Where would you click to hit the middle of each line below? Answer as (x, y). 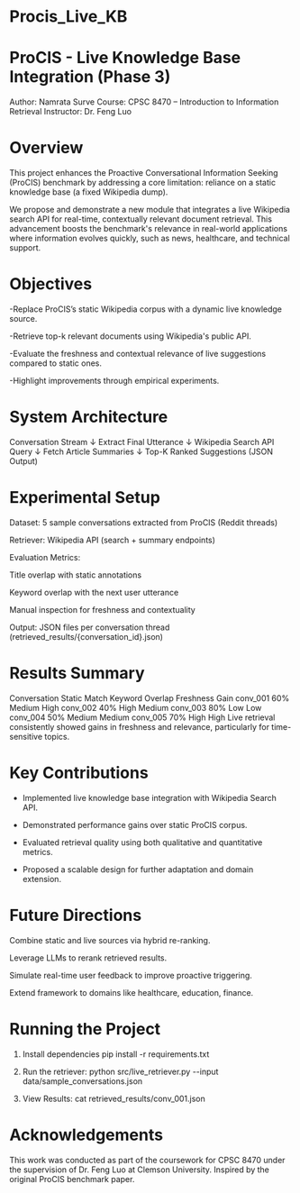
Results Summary (77, 674)
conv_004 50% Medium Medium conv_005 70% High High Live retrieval (142, 717)
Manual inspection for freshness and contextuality (102, 609)
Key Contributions (79, 773)
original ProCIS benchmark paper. (72, 1179)
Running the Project (85, 1029)
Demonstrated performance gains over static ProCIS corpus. (135, 824)
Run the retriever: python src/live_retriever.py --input (120, 1071)
